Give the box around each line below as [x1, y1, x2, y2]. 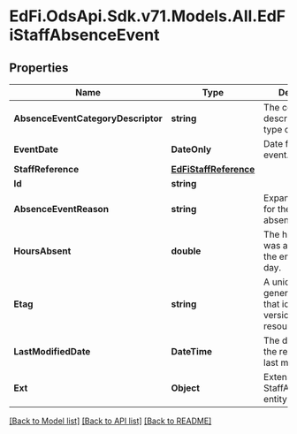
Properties [9, 60, 69, 75]
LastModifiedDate [13, 346, 91, 357]
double [171, 245, 202, 257]
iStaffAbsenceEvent [9, 25, 160, 45]
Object [171, 382, 201, 394]
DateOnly [171, 143, 212, 156]
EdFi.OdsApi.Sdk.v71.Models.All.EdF [9, 6, 286, 27]
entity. [263, 393, 290, 405]
